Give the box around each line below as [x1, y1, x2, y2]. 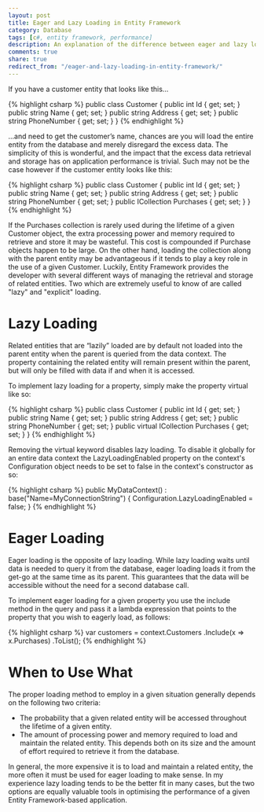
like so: [8, 389, 31, 399]
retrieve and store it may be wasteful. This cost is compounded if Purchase [8, 237, 251, 246]
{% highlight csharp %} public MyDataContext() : [8, 485, 167, 494]
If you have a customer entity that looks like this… [8, 84, 169, 94]
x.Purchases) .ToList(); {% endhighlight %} [8, 636, 147, 645]
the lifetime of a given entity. [19, 721, 112, 731]
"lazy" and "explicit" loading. [8, 287, 101, 296]
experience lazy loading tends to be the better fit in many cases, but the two [8, 778, 255, 788]
